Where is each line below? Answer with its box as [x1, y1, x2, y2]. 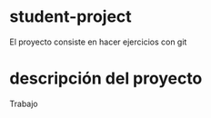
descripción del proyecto [9, 68, 203, 89]
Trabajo [9, 98, 38, 109]
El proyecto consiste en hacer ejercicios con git [9, 36, 187, 47]
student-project [9, 6, 132, 27]
